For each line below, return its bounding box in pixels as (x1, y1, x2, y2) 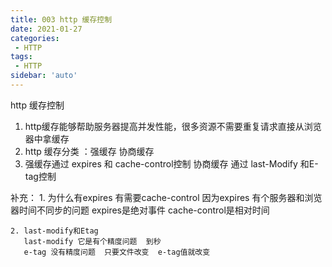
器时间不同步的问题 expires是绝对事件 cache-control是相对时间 (10, 204, 270, 216)
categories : (10, 33, 60, 43)
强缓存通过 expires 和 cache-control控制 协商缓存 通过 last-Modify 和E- (24, 157, 319, 170)
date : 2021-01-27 (10, 24, 83, 34)
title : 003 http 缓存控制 (10, 14, 113, 25)
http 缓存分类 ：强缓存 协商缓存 (24, 145, 155, 157)
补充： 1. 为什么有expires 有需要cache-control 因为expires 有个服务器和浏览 (10, 191, 323, 203)
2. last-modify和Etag (10, 226, 99, 236)
